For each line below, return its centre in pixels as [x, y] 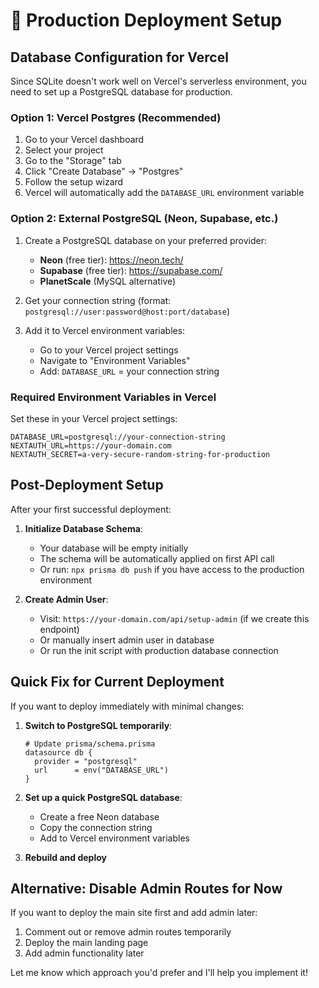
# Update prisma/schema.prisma [90, 744]
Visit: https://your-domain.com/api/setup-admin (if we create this [174, 618]
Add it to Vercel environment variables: [105, 330]
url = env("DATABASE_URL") [101, 770]
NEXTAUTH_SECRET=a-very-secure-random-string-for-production [140, 454]
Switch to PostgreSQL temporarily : [98, 725]
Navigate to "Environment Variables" [115, 360]
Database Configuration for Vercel [119, 57]
